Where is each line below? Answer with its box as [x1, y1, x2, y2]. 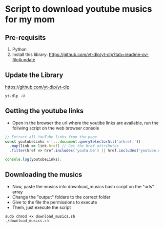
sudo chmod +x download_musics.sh [5, 214, 76, 219]
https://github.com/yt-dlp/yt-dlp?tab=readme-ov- [48, 51, 149, 57]
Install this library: [12, 51, 48, 57]
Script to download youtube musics [5, 3, 152, 15]
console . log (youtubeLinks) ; [5, 157, 62, 162]
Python [12, 47, 27, 52]
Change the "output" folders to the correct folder [12, 194, 111, 200]
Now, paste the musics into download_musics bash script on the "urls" [12, 183, 155, 189]
